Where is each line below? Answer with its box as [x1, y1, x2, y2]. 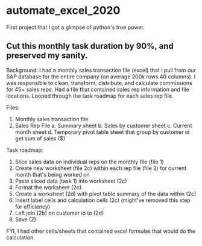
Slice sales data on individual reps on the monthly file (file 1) [14, 158, 164, 165]
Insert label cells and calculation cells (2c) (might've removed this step [14, 197, 191, 204]
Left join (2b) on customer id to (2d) [14, 209, 104, 216]
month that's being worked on [14, 171, 90, 178]
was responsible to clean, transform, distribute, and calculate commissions [6, 79, 192, 86]
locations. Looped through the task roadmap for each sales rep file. [6, 92, 174, 99]
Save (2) [14, 215, 36, 223]
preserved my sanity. [6, 51, 89, 61]
